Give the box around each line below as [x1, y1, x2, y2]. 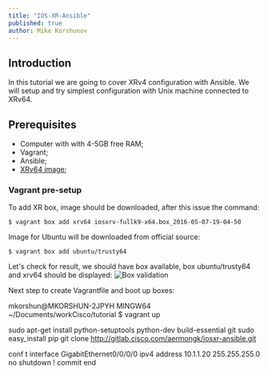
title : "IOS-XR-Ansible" [8, 11, 91, 20]
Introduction [8, 56, 72, 70]
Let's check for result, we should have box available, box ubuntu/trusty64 [8, 262, 251, 271]
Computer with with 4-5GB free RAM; [19, 139, 144, 148]
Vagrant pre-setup [8, 184, 82, 195]
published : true [8, 19, 62, 27]
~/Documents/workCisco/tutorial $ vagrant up [8, 310, 161, 320]
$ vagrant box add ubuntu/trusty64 [8, 247, 127, 256]
